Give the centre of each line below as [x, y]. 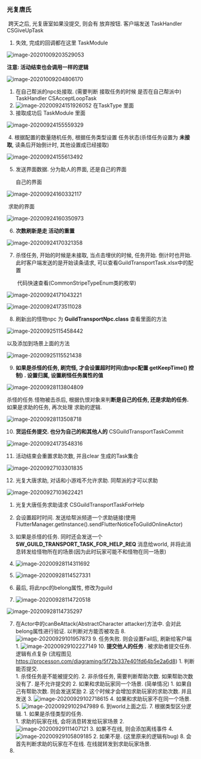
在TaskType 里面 [113, 106]
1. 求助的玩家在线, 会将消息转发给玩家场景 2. [70, 721]
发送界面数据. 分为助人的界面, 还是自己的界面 [71, 169]
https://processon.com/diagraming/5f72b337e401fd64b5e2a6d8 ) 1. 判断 [105, 661]
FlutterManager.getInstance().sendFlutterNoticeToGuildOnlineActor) [99, 524]
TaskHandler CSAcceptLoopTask [56, 98]
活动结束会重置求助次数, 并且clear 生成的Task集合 [77, 456]
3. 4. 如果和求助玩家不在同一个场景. [109, 699]
